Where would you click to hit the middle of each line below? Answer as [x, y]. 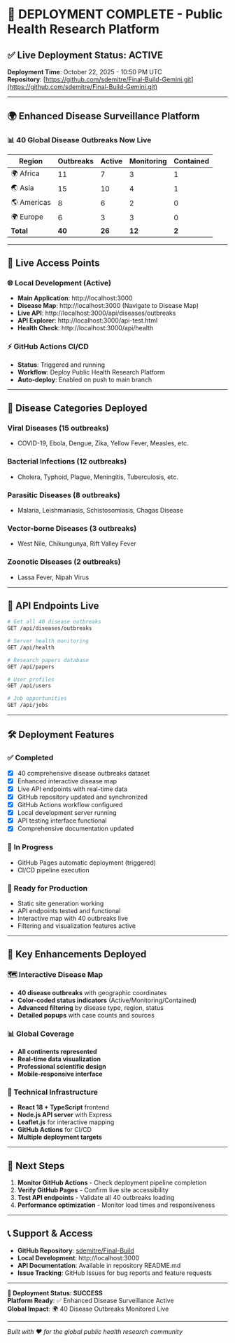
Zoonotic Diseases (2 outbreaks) [64, 562]
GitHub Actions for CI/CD [55, 1130]
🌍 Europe [27, 217]
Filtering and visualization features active [77, 926]
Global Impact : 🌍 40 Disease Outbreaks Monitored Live [88, 1309]
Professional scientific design [62, 1066]
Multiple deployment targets [60, 1137]
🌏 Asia [22, 187]
